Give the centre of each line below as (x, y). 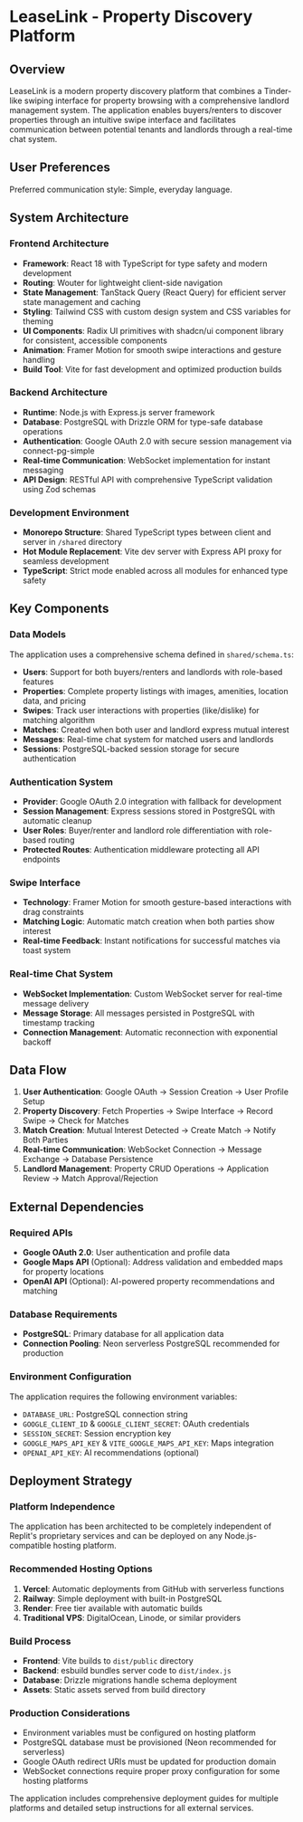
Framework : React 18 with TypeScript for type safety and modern (145, 263)
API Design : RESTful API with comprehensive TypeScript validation (147, 479)
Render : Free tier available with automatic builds (113, 1607)
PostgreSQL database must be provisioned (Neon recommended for (150, 1742)
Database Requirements (63, 1314)
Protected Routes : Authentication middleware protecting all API (141, 850)
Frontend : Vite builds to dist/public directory (108, 1661)
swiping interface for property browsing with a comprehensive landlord (156, 100)
